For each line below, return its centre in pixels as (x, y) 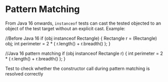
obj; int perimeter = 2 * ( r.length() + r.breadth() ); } (58, 43)
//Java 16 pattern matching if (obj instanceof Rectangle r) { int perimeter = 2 (84, 53)
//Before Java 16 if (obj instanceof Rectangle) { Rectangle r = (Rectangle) (81, 38)
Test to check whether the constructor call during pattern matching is (78, 68)
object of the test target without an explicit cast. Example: (65, 28)
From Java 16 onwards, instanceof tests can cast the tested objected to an (83, 23)
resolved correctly (24, 73)
